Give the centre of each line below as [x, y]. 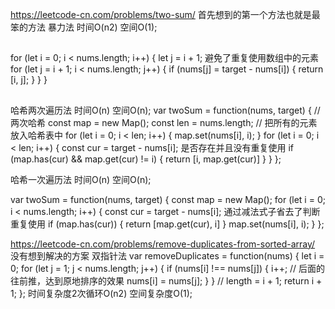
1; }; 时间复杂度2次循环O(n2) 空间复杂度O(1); [101, 293]
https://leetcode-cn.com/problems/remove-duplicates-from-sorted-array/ [163, 244]
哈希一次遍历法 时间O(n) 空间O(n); [81, 179]
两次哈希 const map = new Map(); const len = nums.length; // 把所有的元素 [164, 122]
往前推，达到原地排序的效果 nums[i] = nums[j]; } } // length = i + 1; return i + [166, 280]
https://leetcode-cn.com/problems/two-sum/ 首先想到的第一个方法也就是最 [165, 14]
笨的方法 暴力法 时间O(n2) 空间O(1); [84, 27]
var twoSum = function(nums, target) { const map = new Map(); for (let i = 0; [168, 199]
